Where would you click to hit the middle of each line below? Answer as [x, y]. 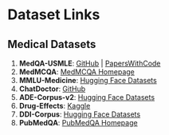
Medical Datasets [52, 44]
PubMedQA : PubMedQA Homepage [78, 123]
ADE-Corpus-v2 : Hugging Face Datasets [87, 97]
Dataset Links [54, 15]
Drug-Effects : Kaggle [55, 106]
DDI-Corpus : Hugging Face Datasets [80, 114]
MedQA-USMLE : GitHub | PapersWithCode [90, 63]
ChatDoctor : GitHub [52, 89]
